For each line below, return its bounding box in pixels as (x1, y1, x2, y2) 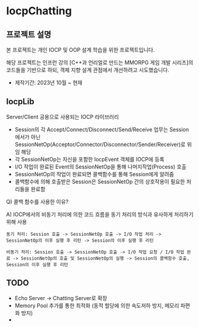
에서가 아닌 (14, 133, 41, 141)
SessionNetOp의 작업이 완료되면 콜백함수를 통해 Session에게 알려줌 (14, 170, 174, 177)
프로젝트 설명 (6, 29, 52, 39)
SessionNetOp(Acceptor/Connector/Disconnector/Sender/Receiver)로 (14, 141, 186, 148)
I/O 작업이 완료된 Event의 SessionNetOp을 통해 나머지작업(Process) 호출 (14, 163, 187, 170)
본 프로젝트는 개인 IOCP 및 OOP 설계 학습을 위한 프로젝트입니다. (6, 46, 155, 53)
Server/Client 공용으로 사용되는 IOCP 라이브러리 (6, 113, 119, 120)
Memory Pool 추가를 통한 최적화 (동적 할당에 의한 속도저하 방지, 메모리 (14, 302, 179, 309)
